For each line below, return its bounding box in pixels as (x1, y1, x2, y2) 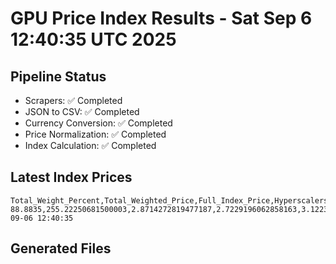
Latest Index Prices (10, 169, 133, 186)
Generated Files (10, 240, 112, 257)
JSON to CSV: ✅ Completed (24, 106, 140, 117)
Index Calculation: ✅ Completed (24, 140, 157, 151)
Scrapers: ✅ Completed (24, 95, 123, 106)
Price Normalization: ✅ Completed (24, 128, 167, 140)
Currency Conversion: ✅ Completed (24, 117, 173, 129)
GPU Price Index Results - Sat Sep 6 (10, 7, 313, 30)
